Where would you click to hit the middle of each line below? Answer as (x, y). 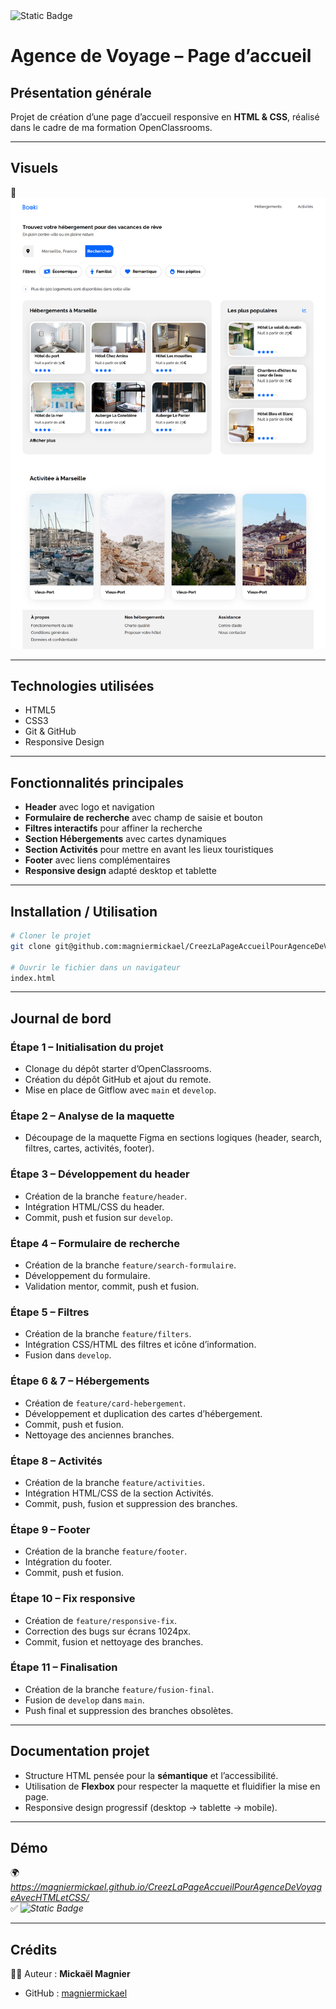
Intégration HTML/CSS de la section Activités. (119, 1493)
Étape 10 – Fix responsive (73, 1599)
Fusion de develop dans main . (84, 1700)
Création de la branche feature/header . (106, 1196)
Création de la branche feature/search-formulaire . (130, 1265)
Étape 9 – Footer (50, 1529)
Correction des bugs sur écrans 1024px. (108, 1631)
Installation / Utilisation (84, 911)
